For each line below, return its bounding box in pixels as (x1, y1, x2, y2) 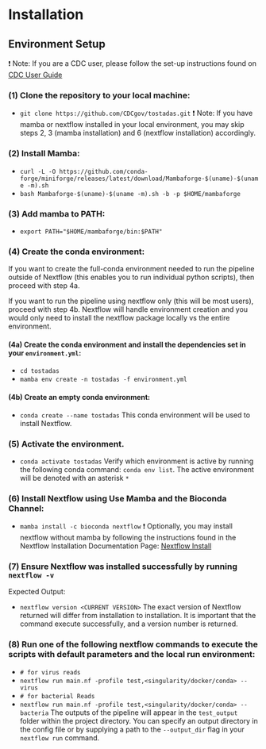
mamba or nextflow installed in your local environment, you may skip (19, 120, 245, 129)
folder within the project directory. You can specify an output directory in (19, 716, 258, 725)
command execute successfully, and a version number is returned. (19, 619, 238, 628)
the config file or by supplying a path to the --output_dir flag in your (19, 724, 245, 734)
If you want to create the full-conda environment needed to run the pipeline (8, 264, 256, 274)
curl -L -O (19, 167, 56, 175)
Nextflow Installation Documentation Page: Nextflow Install (19, 541, 212, 551)
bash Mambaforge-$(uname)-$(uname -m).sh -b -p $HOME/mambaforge (19, 190, 241, 198)
